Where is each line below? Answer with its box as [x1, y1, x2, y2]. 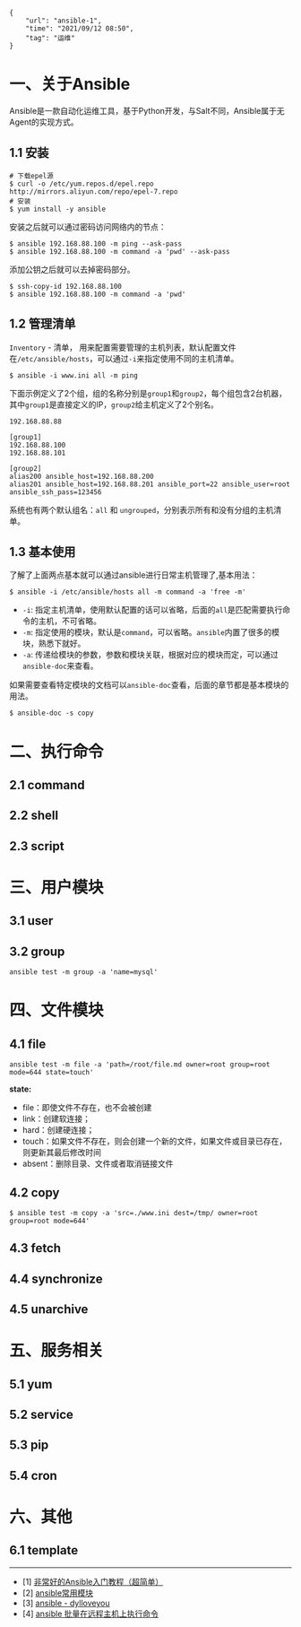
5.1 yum [9, 1377, 53, 1392]
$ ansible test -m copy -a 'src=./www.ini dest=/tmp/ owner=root [9, 1208, 258, 1217]
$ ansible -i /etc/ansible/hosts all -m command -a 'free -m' [9, 587, 246, 596]
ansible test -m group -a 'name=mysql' [9, 968, 159, 977]
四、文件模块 [9, 1000, 105, 1021]
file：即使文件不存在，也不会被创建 [21, 1102, 152, 1113]
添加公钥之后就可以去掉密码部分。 [9, 264, 135, 274]
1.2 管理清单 [9, 317, 76, 332]
